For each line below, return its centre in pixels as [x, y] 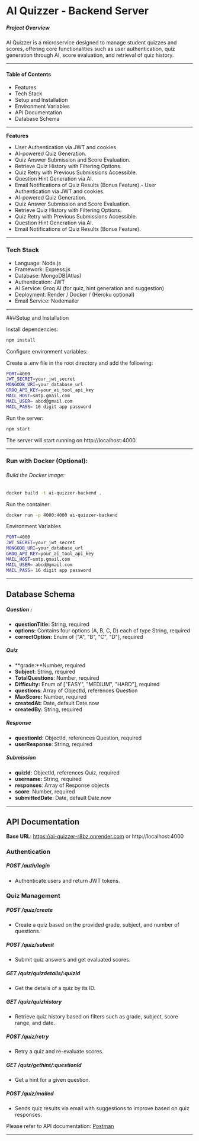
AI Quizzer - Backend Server [78, 11]
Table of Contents [29, 74]
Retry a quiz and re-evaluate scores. [59, 1052]
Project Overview [28, 27]
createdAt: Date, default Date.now [57, 703]
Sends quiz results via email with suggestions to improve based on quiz [102, 1108]
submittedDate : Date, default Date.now [63, 798]
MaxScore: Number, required [51, 696]
